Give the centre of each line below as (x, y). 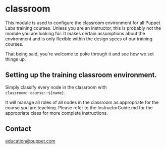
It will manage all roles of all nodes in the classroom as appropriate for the (82, 102)
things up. (16, 59)
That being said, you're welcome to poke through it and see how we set (79, 54)
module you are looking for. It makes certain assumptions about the (75, 33)
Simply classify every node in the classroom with (56, 87)
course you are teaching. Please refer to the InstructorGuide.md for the (79, 107)
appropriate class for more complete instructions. (57, 113)
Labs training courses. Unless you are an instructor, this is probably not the (83, 28)
